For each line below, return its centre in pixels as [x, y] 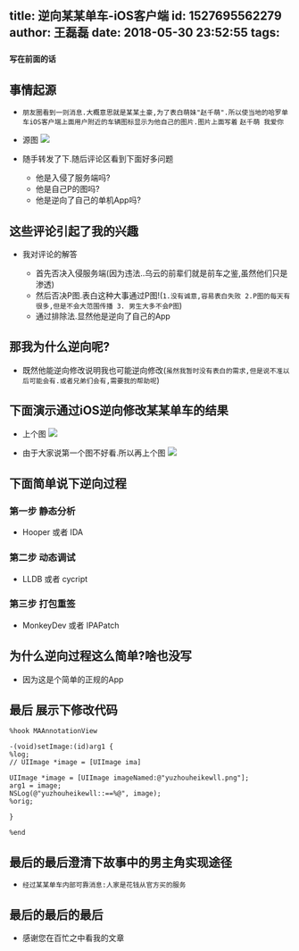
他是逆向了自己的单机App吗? [88, 200]
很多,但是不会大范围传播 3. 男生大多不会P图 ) [109, 305]
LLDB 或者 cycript [55, 579]
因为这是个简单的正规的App [73, 679]
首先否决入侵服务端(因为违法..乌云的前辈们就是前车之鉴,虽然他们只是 [162, 273]
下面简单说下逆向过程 [68, 484]
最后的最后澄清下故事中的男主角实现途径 [120, 862]
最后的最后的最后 [56, 915]
